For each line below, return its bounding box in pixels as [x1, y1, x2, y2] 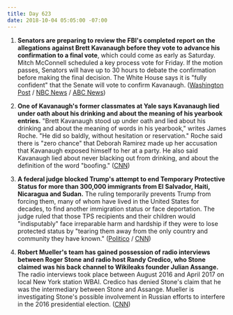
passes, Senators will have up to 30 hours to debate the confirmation [17, 66, 216, 74]
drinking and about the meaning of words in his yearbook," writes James [17, 124, 227, 132]
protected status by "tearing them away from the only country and [17, 227, 208, 235]
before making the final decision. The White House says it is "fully [17, 73, 207, 81]
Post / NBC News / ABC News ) [17, 88, 106, 97]
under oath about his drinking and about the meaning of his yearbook [17, 109, 223, 118]
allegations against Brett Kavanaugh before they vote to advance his [17, 43, 220, 52]
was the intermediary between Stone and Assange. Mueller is [17, 285, 195, 293]
